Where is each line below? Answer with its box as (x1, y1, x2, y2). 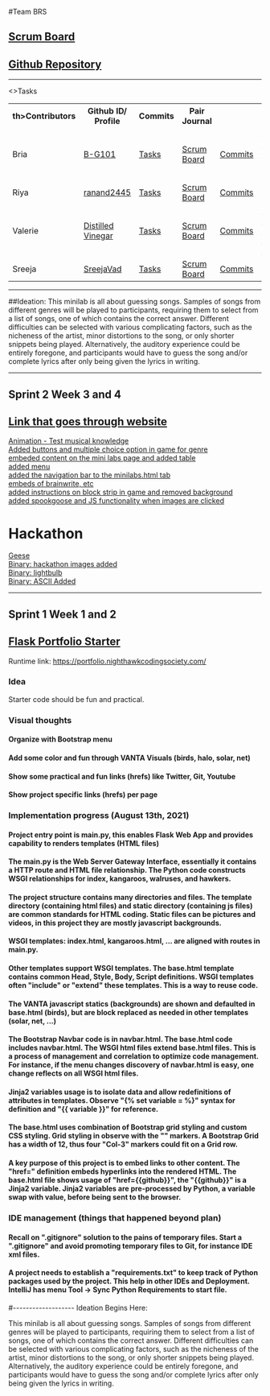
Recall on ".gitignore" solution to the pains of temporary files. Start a (8, 1232, 243, 1242)
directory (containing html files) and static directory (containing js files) (8, 901, 253, 911)
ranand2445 (83, 187, 131, 198)
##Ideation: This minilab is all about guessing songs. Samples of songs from (8, 297, 261, 307)
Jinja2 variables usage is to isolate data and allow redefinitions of (8, 1087, 231, 1097)
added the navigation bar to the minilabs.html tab (8, 470, 171, 480)
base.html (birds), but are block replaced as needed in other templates (8, 1007, 249, 1017)
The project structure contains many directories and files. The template (8, 892, 252, 902)
